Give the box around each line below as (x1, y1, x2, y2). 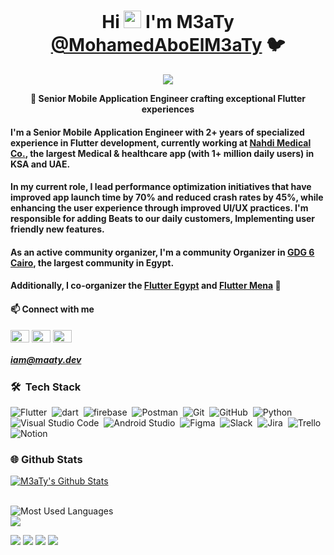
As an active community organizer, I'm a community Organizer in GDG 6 (10, 246, 315, 258)
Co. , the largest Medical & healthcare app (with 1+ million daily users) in (10, 147, 315, 159)
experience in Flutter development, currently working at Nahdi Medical (10, 136, 312, 149)
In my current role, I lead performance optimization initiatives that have (10, 181, 312, 193)
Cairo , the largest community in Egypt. (10, 256, 175, 269)
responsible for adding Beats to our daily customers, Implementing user (10, 213, 316, 225)
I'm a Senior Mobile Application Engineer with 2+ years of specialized (10, 126, 305, 138)
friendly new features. (10, 223, 105, 235)
